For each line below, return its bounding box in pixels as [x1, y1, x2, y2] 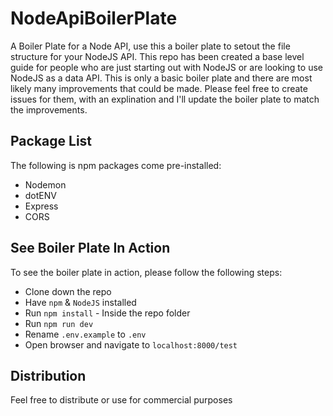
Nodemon [24, 178, 67, 191]
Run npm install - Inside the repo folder [24, 307, 191, 319]
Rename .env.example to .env [24, 328, 147, 340]
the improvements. [10, 103, 88, 116]
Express [24, 200, 59, 212]
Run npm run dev [24, 317, 94, 329]
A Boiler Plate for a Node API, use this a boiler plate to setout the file [10, 40, 291, 52]
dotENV [24, 189, 57, 201]
